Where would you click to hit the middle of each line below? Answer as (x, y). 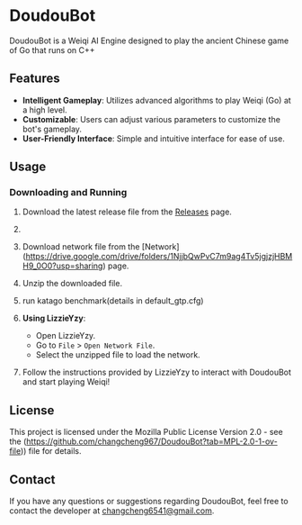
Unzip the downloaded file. (72, 284)
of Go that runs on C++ (53, 50)
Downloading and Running (68, 193)
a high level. (44, 110)
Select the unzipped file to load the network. (118, 355)
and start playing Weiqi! (66, 382)
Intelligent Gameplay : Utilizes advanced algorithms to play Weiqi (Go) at (157, 100)
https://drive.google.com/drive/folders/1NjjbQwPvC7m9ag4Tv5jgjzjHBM (159, 257)
